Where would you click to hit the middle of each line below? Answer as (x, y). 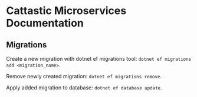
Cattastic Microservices (66, 11)
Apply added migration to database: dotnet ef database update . (84, 88)
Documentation (45, 23)
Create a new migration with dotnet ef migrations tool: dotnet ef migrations (99, 59)
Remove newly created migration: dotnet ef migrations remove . (84, 76)
